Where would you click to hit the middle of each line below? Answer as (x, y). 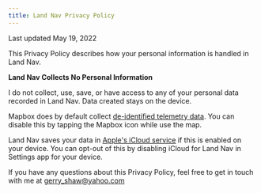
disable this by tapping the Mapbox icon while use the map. (105, 124)
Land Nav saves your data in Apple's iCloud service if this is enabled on (125, 140)
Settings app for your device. (55, 157)
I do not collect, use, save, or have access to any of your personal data (123, 93)
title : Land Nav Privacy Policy (61, 15)
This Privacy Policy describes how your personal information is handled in (129, 53)
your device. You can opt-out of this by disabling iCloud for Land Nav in (125, 148)
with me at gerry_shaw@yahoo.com (66, 180)
